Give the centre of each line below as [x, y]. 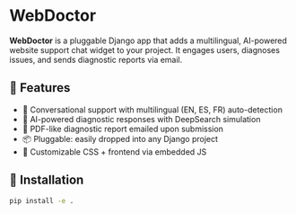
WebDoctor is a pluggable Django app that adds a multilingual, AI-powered [148, 40]
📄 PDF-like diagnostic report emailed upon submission [123, 129]
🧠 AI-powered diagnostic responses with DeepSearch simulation [141, 119]
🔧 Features [40, 88]
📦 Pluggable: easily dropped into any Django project [120, 138]
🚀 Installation [47, 180]
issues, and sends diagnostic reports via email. [96, 59]
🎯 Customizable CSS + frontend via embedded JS [114, 152]
